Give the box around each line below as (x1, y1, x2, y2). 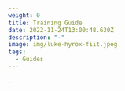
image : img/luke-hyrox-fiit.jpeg (8, 41, 118, 49)
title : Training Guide (8, 19, 83, 27)
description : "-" (8, 33, 65, 42)
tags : (8, 48, 26, 56)
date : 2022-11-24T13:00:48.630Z (8, 26, 114, 34)
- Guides (15, 56, 44, 64)
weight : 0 (8, 11, 41, 20)
